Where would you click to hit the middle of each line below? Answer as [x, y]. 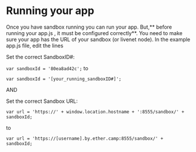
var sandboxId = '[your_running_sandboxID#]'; [64, 79]
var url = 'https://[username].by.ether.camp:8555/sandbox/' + [85, 139]
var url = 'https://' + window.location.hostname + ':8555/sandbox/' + [95, 112]
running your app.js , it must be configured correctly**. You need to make [94, 33]
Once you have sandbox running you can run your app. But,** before [89, 27]
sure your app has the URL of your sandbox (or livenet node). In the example [98, 39]
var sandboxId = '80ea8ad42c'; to [47, 68]
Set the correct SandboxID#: [40, 57]
